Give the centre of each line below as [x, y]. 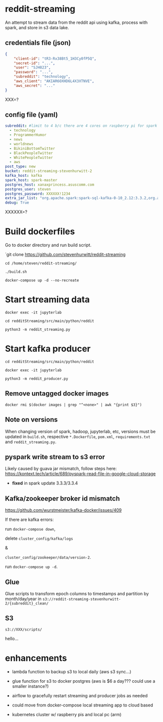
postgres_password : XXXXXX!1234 [38, 194]
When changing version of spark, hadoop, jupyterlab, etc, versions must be [81, 431]
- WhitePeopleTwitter [31, 157]
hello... [12, 638]
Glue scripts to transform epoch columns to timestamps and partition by [77, 594]
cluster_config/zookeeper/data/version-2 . [48, 557]
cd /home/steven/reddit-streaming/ [41, 263]
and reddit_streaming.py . [31, 442]
